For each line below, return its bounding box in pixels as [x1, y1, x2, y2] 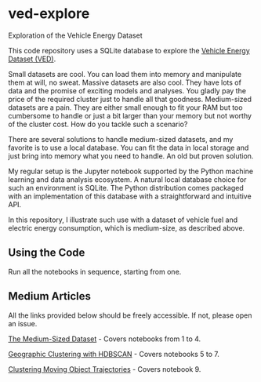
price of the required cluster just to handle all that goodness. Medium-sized [8, 94, 252, 104]
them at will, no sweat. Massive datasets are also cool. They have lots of [8, 78, 241, 87]
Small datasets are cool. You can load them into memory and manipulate [8, 69, 241, 78]
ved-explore [8, 5, 90, 23]
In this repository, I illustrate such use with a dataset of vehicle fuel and [8, 215, 238, 224]
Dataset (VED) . [8, 54, 56, 64]
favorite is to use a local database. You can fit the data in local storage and [8, 143, 249, 152]
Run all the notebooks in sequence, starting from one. [8, 267, 182, 276]
